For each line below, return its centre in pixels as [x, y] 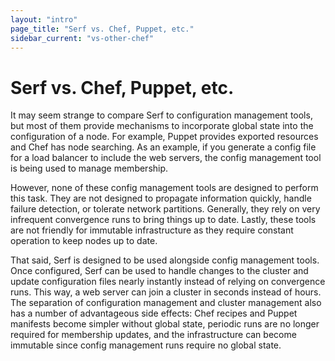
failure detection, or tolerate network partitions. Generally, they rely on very [165, 209]
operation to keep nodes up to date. [84, 241]
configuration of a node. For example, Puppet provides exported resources [164, 137]
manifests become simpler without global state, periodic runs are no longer [165, 324]
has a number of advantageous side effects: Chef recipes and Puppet [154, 313]
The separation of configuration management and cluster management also [166, 303]
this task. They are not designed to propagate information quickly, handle [161, 198]
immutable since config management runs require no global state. [146, 345]
